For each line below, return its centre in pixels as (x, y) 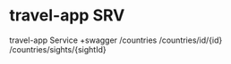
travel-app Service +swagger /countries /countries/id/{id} (116, 40)
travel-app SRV (67, 16)
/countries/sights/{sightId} (58, 49)
